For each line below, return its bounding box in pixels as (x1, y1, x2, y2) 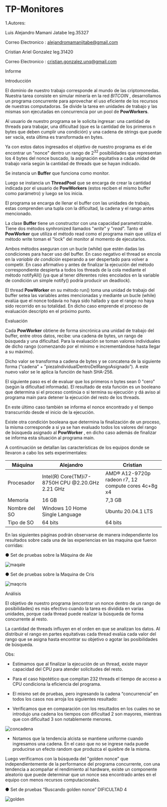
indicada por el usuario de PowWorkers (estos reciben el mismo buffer (5, 185, 151, 191)
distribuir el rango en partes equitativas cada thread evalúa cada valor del (5, 631, 157, 637)
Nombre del (7, 504, 35, 511)
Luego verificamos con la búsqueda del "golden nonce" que (5, 755, 128, 762)
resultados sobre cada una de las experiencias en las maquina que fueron (5, 537, 157, 543)
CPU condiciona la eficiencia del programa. (12, 681, 101, 687)
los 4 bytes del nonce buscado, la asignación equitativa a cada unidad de (5, 155, 156, 161)
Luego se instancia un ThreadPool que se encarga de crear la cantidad (5, 180, 151, 186)
